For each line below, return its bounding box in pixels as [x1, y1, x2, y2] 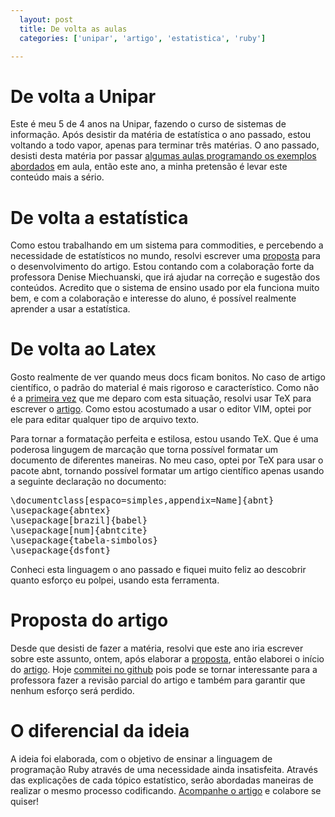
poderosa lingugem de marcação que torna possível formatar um [10, 444, 278, 456]
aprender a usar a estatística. [10, 303, 131, 315]
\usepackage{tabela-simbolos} [10, 535, 159, 546]
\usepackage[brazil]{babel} [10, 515, 148, 526]
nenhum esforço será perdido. [10, 685, 135, 697]
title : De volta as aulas [19, 24, 128, 34]
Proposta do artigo [10, 609, 169, 632]
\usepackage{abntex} [10, 505, 112, 516]
